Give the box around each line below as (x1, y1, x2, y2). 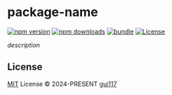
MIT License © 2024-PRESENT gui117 (7, 80, 117, 88)
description (7, 41, 41, 49)
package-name (7, 4, 98, 20)
